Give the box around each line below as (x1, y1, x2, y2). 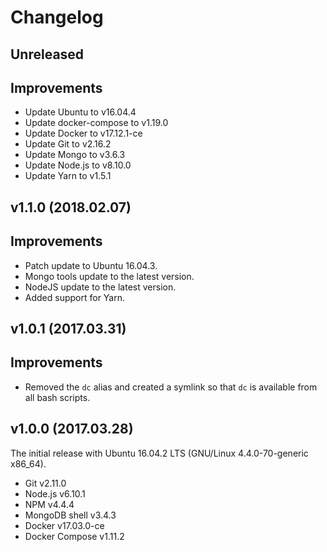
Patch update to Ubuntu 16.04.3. (24, 259, 158, 271)
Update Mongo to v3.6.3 (24, 149, 126, 161)
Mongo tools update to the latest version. (24, 270, 195, 282)
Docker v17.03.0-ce (24, 519, 105, 531)
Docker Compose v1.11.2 (24, 530, 125, 542)
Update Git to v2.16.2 (24, 138, 112, 150)
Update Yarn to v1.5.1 (24, 170, 112, 182)
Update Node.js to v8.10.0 (24, 159, 132, 171)
